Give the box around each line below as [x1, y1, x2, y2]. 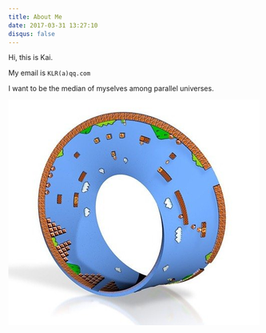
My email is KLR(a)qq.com [8, 68, 91, 78]
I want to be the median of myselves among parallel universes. [8, 84, 214, 94]
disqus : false [8, 30, 56, 38]
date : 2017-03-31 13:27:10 [8, 21, 98, 30]
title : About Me [8, 13, 62, 21]
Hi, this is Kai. [8, 53, 54, 62]
